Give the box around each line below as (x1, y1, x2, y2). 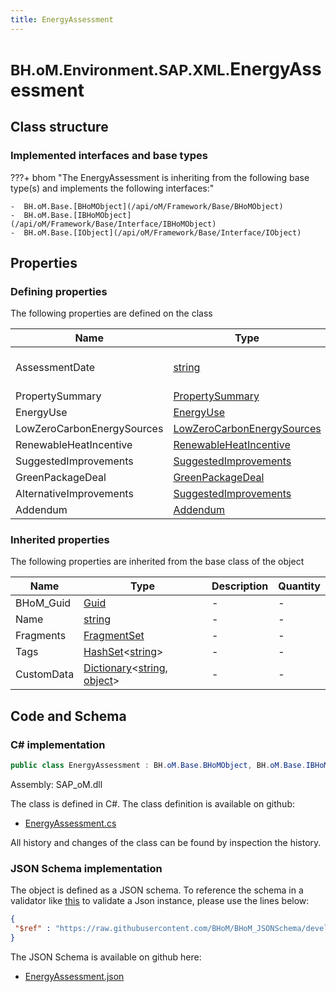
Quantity (278, 579, 321, 593)
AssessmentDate (15, 361, 96, 375)
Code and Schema (10, 707, 127, 725)
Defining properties (10, 284, 108, 298)
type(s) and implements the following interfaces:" (10, 182, 215, 194)
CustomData (15, 667, 75, 681)
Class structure (10, 119, 109, 136)
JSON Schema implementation (10, 861, 163, 875)
